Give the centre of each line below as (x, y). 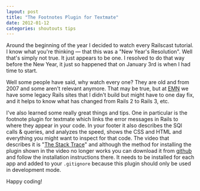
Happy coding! (24, 181)
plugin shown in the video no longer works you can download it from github (99, 151)
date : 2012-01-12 (28, 23)
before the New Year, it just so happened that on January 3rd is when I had (99, 64)
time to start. (22, 71)
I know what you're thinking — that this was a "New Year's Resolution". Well (99, 52)
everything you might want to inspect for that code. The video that (88, 138)
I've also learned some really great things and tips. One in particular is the (97, 113)
